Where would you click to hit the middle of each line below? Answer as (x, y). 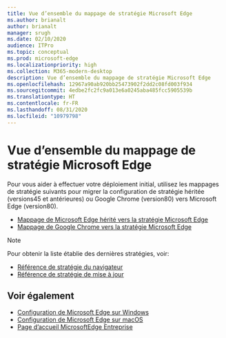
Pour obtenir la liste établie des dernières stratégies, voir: (88, 253)
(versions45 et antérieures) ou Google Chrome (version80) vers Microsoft (112, 199)
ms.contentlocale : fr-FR (43, 103)
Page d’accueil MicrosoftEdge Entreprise (75, 327)
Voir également (41, 296)
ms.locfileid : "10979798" (44, 116)
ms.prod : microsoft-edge (43, 59)
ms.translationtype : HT (41, 97)
